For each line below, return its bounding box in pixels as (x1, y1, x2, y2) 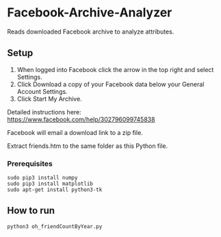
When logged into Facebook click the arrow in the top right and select (16, 65, 214, 73)
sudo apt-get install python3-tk (7, 186, 103, 193)
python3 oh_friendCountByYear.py (7, 223, 103, 230)
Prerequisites (7, 159, 53, 169)
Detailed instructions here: (7, 108, 82, 116)
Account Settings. (16, 87, 68, 95)
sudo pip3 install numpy (7, 175, 78, 182)
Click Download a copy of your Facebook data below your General (16, 80, 205, 88)
